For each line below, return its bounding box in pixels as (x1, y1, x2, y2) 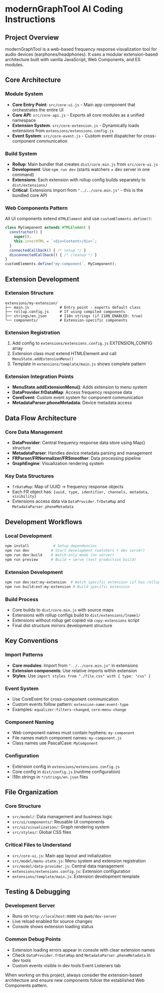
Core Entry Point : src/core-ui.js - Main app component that (12, 102, 136, 107)
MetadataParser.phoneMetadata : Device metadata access (12, 400, 132, 406)
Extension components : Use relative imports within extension (12, 668, 137, 674)
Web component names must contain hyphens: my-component (12, 730, 135, 736)
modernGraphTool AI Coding (5, 3, 123, 15)
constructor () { (9, 230, 42, 235)
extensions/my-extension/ (5, 300, 58, 306)
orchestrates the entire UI (12, 106, 64, 113)
